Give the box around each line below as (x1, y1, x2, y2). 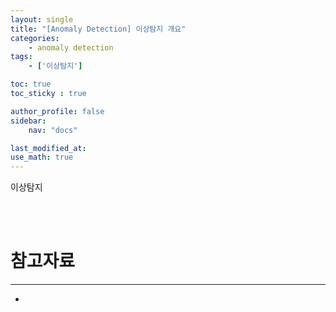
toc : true (10, 79, 52, 90)
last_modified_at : (10, 143, 87, 153)
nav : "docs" (28, 125, 78, 135)
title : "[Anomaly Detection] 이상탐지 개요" (10, 24, 187, 34)
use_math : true (10, 152, 74, 163)
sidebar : (10, 116, 47, 126)
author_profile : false (10, 106, 105, 116)
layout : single (10, 14, 74, 25)
